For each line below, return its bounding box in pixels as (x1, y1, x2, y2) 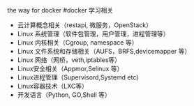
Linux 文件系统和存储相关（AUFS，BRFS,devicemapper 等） (17, 47, 191, 55)
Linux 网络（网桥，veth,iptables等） (17, 56, 121, 64)
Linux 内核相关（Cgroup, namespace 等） (17, 38, 138, 47)
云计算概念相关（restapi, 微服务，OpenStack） (17, 21, 152, 29)
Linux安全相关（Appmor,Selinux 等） (17, 65, 124, 73)
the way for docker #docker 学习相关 (7, 6, 114, 14)
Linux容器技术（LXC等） (17, 82, 89, 90)
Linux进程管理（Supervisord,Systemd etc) (17, 73, 139, 82)
